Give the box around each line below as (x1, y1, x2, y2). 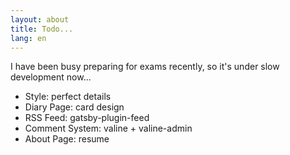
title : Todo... (10, 24, 74, 34)
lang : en (10, 33, 47, 43)
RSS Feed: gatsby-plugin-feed (24, 112, 150, 124)
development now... (10, 71, 92, 83)
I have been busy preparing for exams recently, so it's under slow (10, 61, 280, 73)
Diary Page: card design (24, 101, 125, 113)
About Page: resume (24, 133, 110, 145)
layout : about (10, 14, 70, 25)
